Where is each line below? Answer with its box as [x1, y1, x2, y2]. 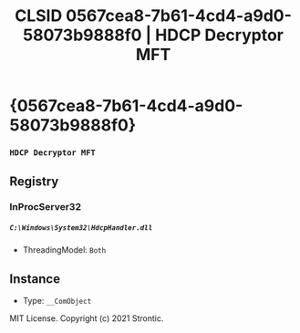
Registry [9, 173, 59, 189]
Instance [9, 271, 61, 286]
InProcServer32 [9, 201, 82, 213]
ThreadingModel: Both [22, 245, 107, 255]
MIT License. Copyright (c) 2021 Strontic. [9, 313, 164, 324]
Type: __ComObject [22, 296, 92, 307]
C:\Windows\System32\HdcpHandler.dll [9, 224, 153, 233]
